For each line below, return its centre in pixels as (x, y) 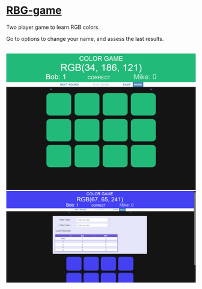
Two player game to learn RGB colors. (53, 27)
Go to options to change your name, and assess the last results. (85, 38)
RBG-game (34, 11)
